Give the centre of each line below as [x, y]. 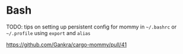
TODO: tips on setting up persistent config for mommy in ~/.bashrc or [91, 27]
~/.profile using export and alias [48, 33]
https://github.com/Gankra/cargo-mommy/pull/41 [67, 45]
